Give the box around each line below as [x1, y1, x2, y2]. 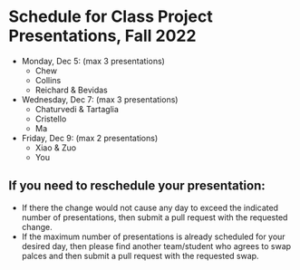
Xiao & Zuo [34, 142, 77, 153]
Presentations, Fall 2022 [8, 25, 197, 46]
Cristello [34, 113, 67, 124]
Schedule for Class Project [8, 6, 214, 27]
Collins [34, 74, 62, 85]
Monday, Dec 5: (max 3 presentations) [21, 55, 165, 66]
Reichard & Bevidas [34, 84, 108, 95]
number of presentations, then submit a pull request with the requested [21, 211, 288, 223]
